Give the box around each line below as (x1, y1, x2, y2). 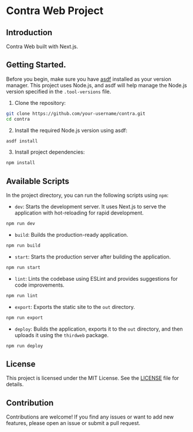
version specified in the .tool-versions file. (6, 88, 111, 95)
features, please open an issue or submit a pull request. (6, 420, 141, 426)
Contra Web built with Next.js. (6, 43, 79, 50)
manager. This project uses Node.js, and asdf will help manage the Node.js (6, 81, 187, 89)
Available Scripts (6, 176, 69, 186)
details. (6, 381, 24, 388)
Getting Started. (6, 60, 66, 70)
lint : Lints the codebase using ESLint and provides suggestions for (14, 275, 178, 282)
